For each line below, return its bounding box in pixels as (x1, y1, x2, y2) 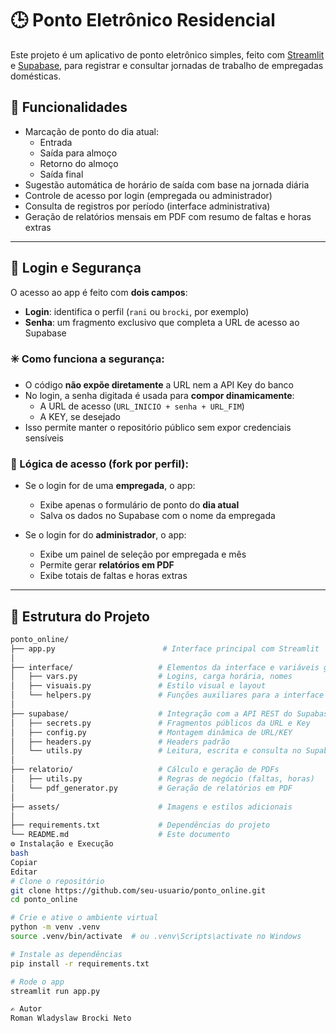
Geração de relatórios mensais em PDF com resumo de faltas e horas (24, 210, 312, 222)
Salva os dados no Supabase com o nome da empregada (39, 510, 276, 522)
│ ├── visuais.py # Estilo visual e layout (10, 681, 267, 691)
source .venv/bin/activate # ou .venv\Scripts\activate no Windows (10, 932, 302, 942)
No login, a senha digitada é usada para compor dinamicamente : (24, 389, 295, 401)
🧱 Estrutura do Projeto (10, 608, 150, 625)
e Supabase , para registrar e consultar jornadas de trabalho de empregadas (10, 59, 324, 71)
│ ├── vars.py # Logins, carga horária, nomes (10, 672, 293, 682)
